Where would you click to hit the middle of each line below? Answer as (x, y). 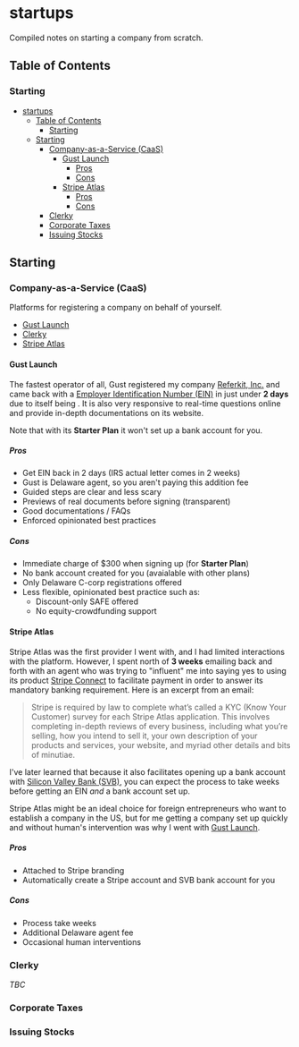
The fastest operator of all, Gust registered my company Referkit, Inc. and (145, 384)
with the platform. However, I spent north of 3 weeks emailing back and (141, 661)
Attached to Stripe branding (73, 870)
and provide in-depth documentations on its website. (107, 413)
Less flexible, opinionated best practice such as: (111, 592)
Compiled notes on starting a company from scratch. (106, 38)
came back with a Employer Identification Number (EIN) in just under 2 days (149, 394)
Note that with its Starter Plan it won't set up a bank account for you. (136, 430)
